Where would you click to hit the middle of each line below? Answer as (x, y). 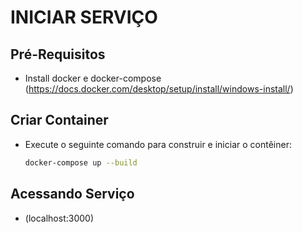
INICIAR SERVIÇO (84, 17)
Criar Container (59, 120)
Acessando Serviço (72, 194)
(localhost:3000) (59, 218)
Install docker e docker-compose (93, 78)
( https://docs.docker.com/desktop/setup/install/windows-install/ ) (159, 89)
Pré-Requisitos (58, 54)
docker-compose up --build (81, 162)
